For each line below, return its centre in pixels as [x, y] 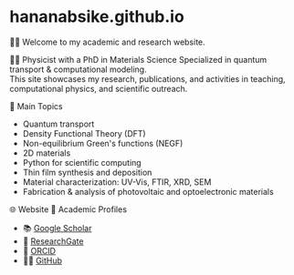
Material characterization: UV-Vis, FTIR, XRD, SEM [117, 182]
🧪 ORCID [39, 250]
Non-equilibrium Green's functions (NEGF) [103, 143]
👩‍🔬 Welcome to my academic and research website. [107, 42]
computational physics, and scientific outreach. [99, 88]
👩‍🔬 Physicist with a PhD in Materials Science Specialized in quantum [138, 59]
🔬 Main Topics [36, 106]
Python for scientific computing [82, 162]
